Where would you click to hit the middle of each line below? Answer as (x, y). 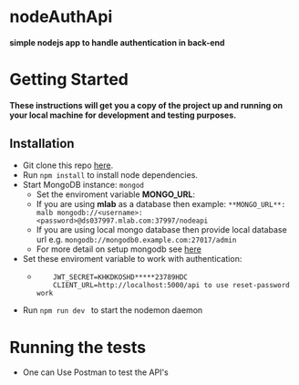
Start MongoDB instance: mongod (83, 185)
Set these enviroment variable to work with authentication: (132, 259)
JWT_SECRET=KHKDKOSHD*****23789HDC (121, 277)
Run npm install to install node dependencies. (110, 175)
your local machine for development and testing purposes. (123, 115)
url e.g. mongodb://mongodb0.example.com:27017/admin (136, 240)
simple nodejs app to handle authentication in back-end (117, 42)
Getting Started (69, 79)
